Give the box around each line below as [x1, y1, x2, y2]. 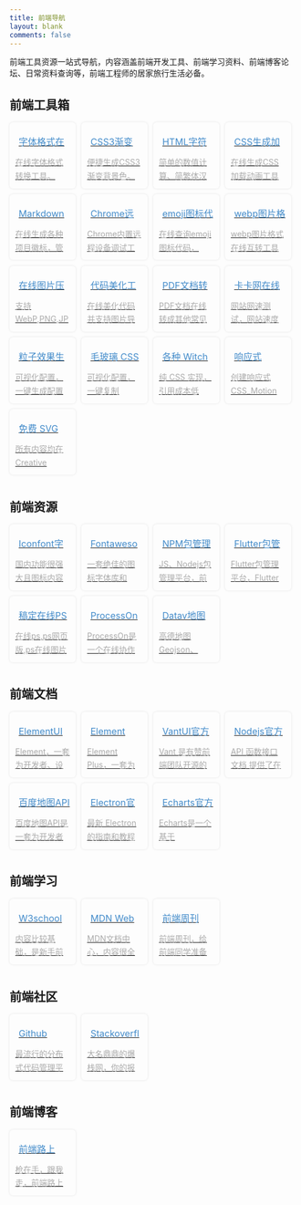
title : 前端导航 [9, 13, 66, 23]
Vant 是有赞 [158, 745, 202, 757]
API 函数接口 [230, 745, 278, 757]
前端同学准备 [158, 946, 207, 958]
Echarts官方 [161, 796, 213, 809]
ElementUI [18, 724, 64, 737]
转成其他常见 [158, 314, 207, 325]
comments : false [9, 30, 71, 39]
